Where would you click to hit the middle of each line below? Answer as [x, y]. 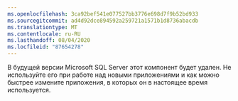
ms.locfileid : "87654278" [45, 47]
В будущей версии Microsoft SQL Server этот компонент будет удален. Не [119, 67]
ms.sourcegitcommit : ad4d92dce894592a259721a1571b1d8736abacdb [103, 21]
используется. [29, 90]
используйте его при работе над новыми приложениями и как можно [114, 75]
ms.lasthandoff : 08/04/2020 [49, 41]
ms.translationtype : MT [43, 27]
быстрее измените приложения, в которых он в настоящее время [108, 82]
